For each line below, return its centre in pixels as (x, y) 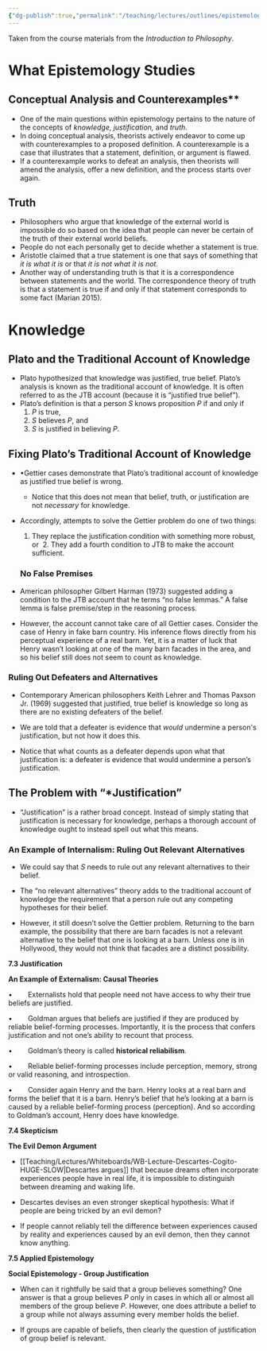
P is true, (46, 412)
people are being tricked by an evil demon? (90, 1210)
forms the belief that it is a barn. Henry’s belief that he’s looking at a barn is (131, 1098)
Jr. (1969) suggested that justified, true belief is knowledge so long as (134, 703)
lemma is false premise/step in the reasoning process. (108, 608)
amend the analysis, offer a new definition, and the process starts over (135, 169)
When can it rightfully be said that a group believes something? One (131, 1289)
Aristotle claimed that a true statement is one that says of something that (139, 256)
